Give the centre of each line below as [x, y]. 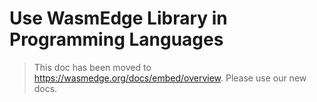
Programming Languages [116, 39]
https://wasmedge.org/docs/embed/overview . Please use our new [170, 78]
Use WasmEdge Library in [118, 18]
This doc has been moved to [92, 67]
